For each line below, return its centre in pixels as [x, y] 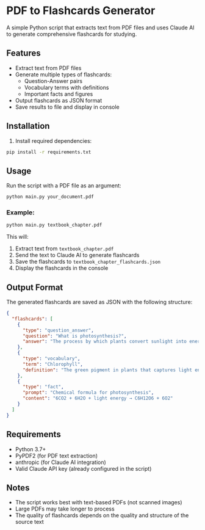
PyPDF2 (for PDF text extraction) [56, 456]
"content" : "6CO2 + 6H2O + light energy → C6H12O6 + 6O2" [98, 398]
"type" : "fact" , [43, 387]
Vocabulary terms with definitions [67, 87]
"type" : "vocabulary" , [51, 359]
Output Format [35, 287]
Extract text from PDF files [48, 68]
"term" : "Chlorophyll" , [53, 364]
